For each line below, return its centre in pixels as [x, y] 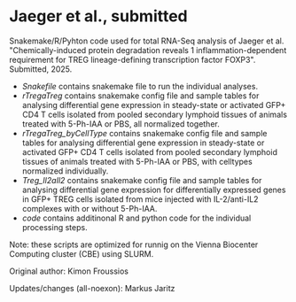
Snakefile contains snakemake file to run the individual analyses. [140, 86]
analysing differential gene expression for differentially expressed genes [154, 190]
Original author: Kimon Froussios [69, 271]
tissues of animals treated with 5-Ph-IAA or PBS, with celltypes [137, 161]
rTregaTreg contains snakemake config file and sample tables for [140, 96]
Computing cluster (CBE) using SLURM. [82, 253]
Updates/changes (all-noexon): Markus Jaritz [92, 288]
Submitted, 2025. [41, 69]
